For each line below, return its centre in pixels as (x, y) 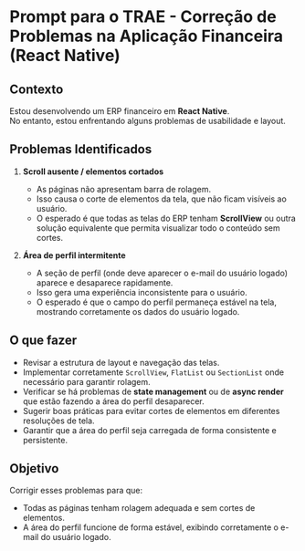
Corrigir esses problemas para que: (76, 491)
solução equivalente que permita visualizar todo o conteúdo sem (158, 228)
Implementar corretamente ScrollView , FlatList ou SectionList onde (153, 372)
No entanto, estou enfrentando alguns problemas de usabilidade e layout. (147, 121)
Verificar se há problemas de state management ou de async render (153, 391)
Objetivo (34, 468)
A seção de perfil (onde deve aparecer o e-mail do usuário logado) (162, 273)
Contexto (37, 89)
